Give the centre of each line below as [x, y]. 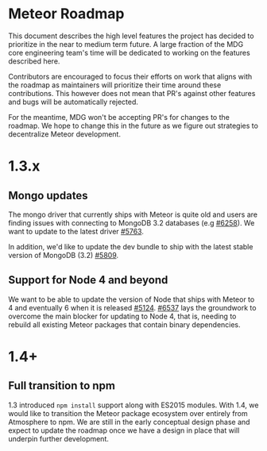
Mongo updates [48, 195]
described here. [34, 61]
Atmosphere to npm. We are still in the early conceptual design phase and [129, 422]
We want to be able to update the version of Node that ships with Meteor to [132, 299]
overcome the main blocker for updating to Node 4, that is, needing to [122, 316]
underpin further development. [59, 438]
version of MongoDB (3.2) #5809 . [64, 255]
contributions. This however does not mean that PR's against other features [132, 93]
